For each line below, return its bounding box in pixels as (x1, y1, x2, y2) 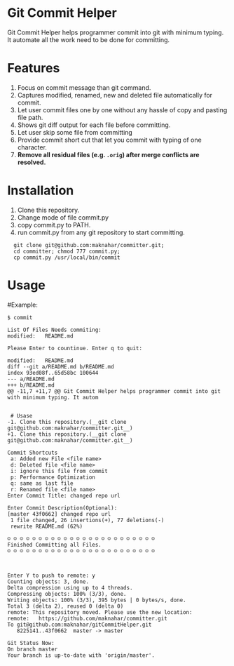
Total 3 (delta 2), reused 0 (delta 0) (7, 602, 124, 610)
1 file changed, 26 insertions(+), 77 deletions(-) (10, 517, 165, 524)
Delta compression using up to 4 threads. (7, 584, 133, 591)
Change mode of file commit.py (17, 213, 109, 222)
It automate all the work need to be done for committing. (7, 35, 170, 44)
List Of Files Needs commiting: (7, 326, 102, 333)
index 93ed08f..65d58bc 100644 (7, 369, 99, 376)
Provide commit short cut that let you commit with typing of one (17, 135, 202, 144)
